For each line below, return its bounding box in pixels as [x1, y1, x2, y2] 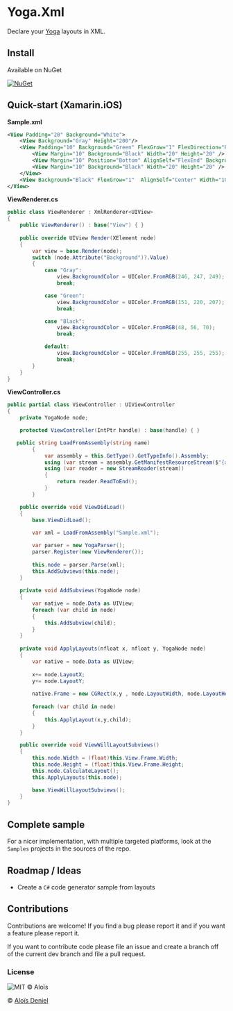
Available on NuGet [7, 65, 62, 74]
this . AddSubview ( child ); [44, 619, 116, 626]
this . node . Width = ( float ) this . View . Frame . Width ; [32, 755, 178, 762]
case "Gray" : [44, 267, 82, 274]
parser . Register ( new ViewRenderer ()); [32, 549, 144, 555]
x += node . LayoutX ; [32, 671, 85, 678]
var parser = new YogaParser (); [32, 542, 126, 549]
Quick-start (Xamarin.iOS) [7, 99, 123, 111]
